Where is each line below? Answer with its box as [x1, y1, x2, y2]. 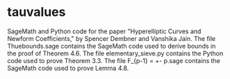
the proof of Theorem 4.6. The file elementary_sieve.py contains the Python [7, 49, 224, 58]
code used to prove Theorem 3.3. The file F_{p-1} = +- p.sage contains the [7, 56, 220, 64]
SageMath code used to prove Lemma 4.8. [7, 64, 129, 72]
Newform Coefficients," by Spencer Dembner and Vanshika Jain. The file [7, 34, 216, 42]
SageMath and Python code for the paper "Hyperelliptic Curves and [7, 27, 202, 35]
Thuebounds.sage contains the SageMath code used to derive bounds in [7, 42, 216, 50]
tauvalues [7, 4, 66, 20]
